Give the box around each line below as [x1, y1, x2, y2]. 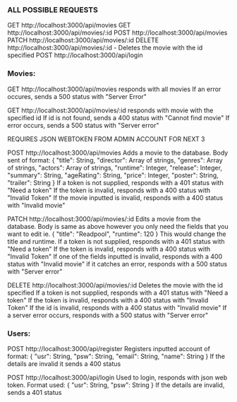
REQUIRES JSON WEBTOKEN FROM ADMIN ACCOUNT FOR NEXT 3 [7, 134, 206, 143]
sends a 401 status [7, 388, 62, 396]
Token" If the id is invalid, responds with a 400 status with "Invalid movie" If [7, 303, 227, 312]
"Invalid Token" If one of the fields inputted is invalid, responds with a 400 [7, 252, 223, 261]
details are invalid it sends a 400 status [7, 359, 121, 368]
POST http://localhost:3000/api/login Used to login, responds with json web [7, 373, 228, 382]
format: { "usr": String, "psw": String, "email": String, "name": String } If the [7, 352, 226, 360]
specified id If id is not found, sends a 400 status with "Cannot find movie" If [7, 113, 230, 122]
